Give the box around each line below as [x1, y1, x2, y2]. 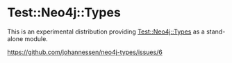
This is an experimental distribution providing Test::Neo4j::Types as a [7, 27, 205, 36]
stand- [206, 27, 226, 36]
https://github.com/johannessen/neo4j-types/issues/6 [7, 48, 163, 56]
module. [24, 34, 49, 42]
